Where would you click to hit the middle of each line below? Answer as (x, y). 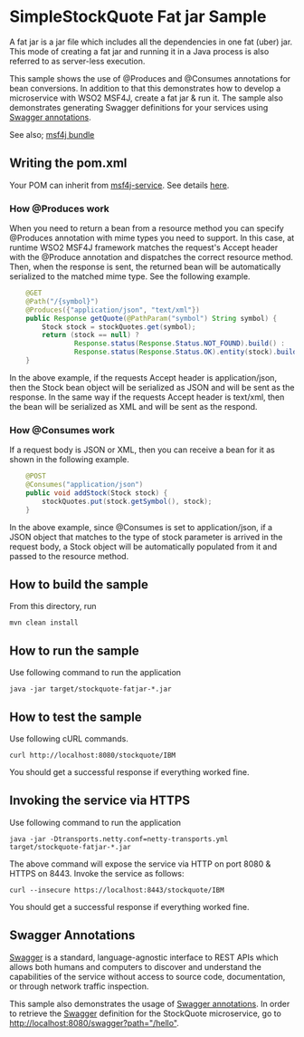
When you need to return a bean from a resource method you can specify (147, 228)
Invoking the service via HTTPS (100, 801)
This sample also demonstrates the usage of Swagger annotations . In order (150, 1003)
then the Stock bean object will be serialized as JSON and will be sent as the (152, 387)
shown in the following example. (69, 460)
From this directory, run (53, 606)
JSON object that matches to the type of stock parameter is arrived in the (146, 537)
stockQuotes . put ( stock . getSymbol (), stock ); (127, 501)
